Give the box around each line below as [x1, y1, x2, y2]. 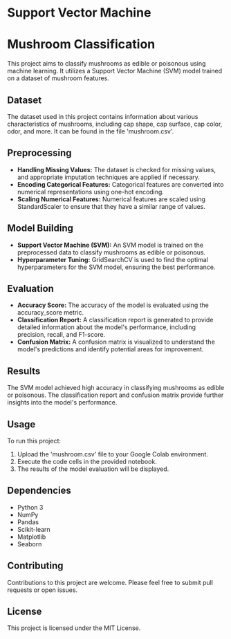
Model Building [7, 223, 74, 234]
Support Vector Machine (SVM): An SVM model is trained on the [17, 241, 204, 249]
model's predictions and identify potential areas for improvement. [17, 345, 204, 353]
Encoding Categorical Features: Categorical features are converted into [17, 180, 224, 188]
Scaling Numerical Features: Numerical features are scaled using [17, 195, 206, 203]
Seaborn [17, 539, 42, 548]
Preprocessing [7, 147, 72, 159]
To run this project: [7, 437, 61, 445]
